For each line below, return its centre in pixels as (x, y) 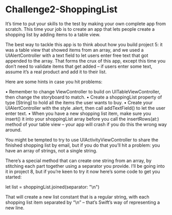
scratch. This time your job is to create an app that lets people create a (80, 29)
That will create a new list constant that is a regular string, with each (78, 197)
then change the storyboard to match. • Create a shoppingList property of (84, 97)
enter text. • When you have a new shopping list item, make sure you (78, 113)
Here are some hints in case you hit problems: (54, 82)
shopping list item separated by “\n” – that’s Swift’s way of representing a (83, 202)
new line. (15, 208)
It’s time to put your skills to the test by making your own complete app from (85, 24)
